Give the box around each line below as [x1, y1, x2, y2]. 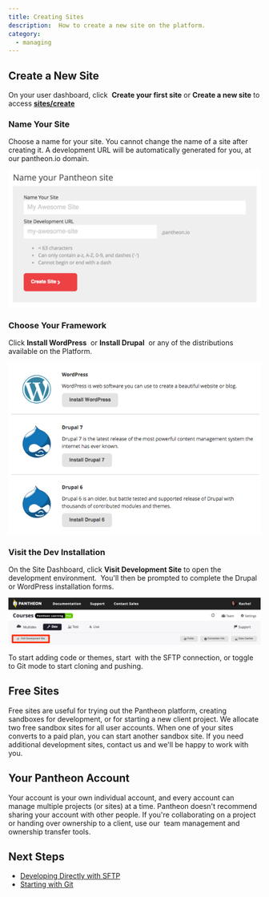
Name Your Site [8, 119, 70, 130]
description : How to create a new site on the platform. [8, 21, 206, 30]
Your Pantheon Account [8, 771, 130, 785]
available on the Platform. [8, 347, 92, 356]
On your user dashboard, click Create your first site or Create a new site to [8, 91, 260, 100]
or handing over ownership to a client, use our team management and [8, 818, 240, 828]
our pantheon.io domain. [8, 154, 90, 163]
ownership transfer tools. [8, 827, 91, 836]
